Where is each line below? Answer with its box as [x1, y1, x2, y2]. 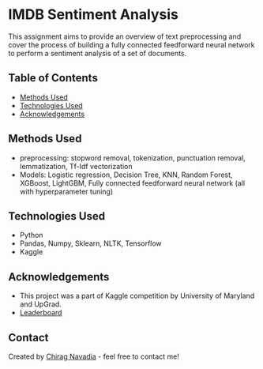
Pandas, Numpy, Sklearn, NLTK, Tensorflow [19, 239, 162, 248]
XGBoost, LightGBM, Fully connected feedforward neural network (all [19, 178, 246, 187]
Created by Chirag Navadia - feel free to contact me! [8, 352, 180, 361]
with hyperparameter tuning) [19, 186, 114, 196]
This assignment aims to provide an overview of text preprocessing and [8, 32, 242, 41]
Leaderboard [19, 308, 62, 318]
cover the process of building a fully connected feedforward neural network [8, 40, 255, 49]
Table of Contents [8, 71, 99, 85]
